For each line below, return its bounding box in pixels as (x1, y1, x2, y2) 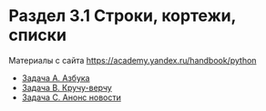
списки (8, 25, 67, 45)
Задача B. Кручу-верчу (21, 82, 113, 93)
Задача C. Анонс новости (21, 92, 122, 103)
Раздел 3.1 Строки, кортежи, (8, 5, 237, 26)
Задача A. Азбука (21, 72, 90, 83)
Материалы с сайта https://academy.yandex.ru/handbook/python (8, 55, 257, 66)
